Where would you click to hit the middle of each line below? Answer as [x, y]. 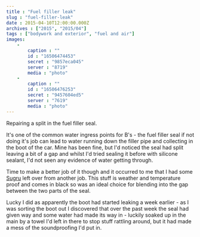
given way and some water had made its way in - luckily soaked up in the [96, 215]
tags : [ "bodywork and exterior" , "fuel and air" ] [70, 34]
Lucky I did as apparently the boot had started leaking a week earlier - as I [98, 202]
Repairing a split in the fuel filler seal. [52, 123]
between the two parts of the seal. [48, 190]
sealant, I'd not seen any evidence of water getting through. [80, 160]
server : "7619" [48, 100]
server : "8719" [48, 67]
